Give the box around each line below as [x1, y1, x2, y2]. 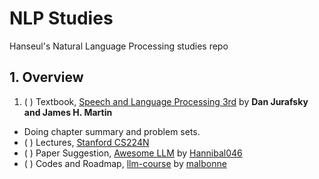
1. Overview [9, 69, 84, 86]
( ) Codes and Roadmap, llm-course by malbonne [23, 157, 227, 169]
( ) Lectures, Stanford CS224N [23, 136, 150, 148]
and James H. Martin [23, 106, 113, 118]
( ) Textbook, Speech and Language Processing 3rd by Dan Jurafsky [23, 95, 309, 107]
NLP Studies [9, 7, 114, 30]
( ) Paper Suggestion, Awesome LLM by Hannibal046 [23, 147, 243, 159]
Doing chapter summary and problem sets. [23, 125, 201, 137]
